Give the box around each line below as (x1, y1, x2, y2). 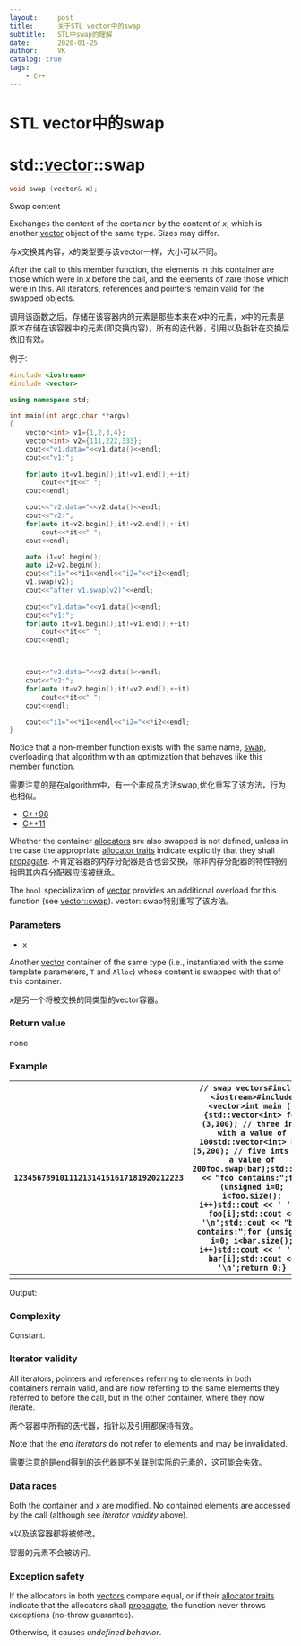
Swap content (9, 200, 61, 211)
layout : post (9, 13, 74, 22)
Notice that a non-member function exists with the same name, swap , (9, 742, 267, 753)
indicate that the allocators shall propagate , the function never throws (9, 1600, 266, 1611)
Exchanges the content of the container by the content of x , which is (9, 217, 262, 229)
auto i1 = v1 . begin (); (25, 552, 102, 561)
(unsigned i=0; (219, 1182, 285, 1193)
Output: (9, 1288, 38, 1298)
